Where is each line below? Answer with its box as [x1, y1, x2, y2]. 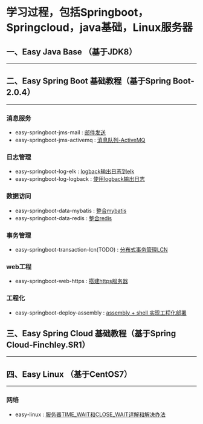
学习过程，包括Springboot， [6, 5, 149, 19]
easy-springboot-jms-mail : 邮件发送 [14, 129, 106, 136]
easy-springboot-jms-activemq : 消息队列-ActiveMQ [14, 137, 146, 144]
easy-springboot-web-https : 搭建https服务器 [14, 278, 128, 285]
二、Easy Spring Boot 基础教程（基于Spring [6, 76, 171, 86]
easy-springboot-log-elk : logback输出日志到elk [14, 168, 135, 175]
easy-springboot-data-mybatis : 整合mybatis [14, 207, 127, 214]
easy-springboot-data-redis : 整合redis [14, 214, 112, 221]
